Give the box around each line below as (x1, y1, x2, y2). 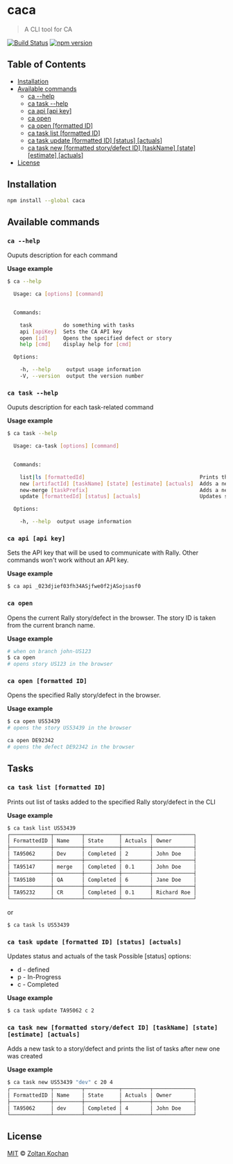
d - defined (17, 965, 50, 974)
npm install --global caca (7, 197, 85, 204)
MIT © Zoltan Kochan (7, 1149, 69, 1157)
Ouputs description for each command (7, 251, 118, 259)
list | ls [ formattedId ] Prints (19, 473, 218, 481)
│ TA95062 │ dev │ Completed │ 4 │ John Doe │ (7, 1104, 197, 1112)
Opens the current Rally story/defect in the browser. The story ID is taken (7, 614, 216, 622)
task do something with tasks (19, 322, 135, 329)
